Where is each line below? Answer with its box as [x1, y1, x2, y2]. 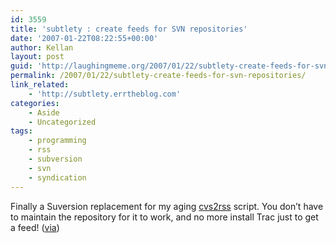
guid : [10, 61, 33, 71]
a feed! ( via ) [10, 221, 60, 233]
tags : [10, 126, 33, 136]
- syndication [28, 172, 87, 183]
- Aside [28, 107, 60, 118]
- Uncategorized [28, 117, 97, 127]
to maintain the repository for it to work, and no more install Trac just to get [10, 211, 319, 223]
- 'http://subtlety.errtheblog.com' [28, 89, 182, 99]
